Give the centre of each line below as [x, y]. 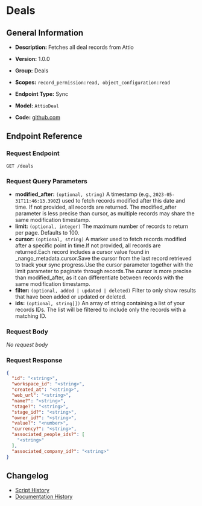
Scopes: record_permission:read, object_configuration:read [93, 82]
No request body [27, 345]
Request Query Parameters [47, 181]
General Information [45, 33]
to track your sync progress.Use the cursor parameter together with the [104, 264]
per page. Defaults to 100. [47, 232]
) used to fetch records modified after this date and [122, 200]
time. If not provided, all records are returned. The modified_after [96, 207]
